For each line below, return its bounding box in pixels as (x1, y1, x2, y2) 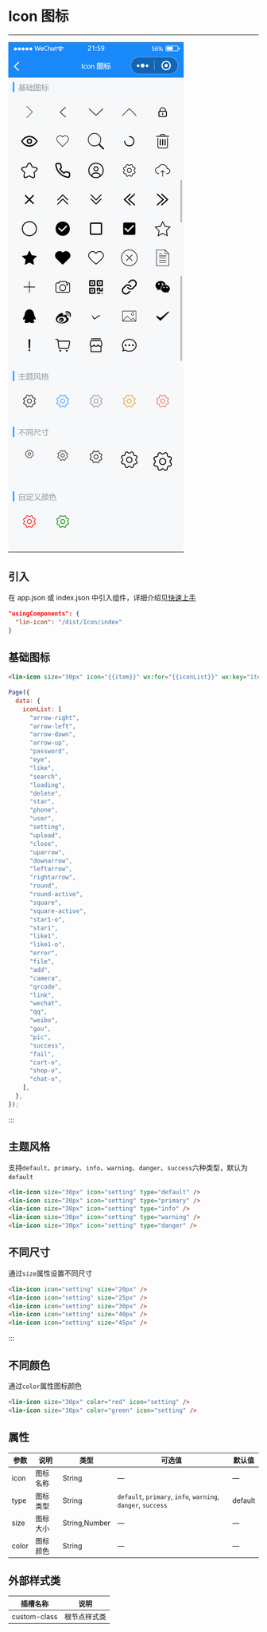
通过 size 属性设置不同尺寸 (8, 1268, 93, 1278)
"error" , (29, 950, 59, 958)
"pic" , (29, 1033, 52, 1041)
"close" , (29, 840, 59, 847)
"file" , (29, 958, 56, 965)
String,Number (62, 1518, 111, 1528)
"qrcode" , (29, 982, 62, 991)
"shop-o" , (29, 1067, 62, 1075)
